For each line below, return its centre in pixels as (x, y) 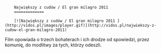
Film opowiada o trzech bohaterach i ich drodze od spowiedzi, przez (77, 39)
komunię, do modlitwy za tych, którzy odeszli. (53, 45)
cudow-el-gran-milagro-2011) (36, 30)
